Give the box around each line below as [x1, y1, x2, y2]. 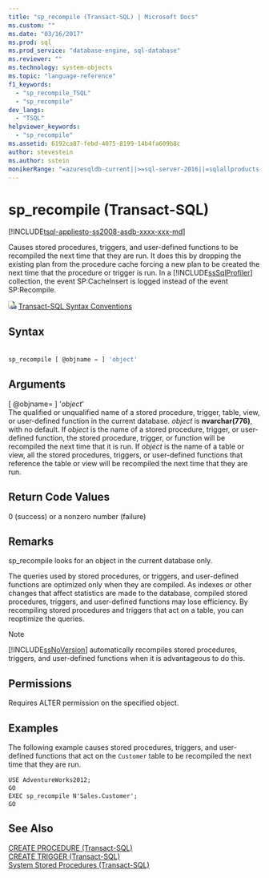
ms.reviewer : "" [8, 55, 62, 63]
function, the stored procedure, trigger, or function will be [35, 433, 226, 442]
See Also [8, 822, 54, 836]
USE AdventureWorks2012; [8, 775, 91, 784]
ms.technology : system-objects [8, 64, 113, 72]
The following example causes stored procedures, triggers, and [8, 742, 218, 752]
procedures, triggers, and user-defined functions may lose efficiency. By [8, 597, 248, 606]
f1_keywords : [8, 80, 52, 88]
